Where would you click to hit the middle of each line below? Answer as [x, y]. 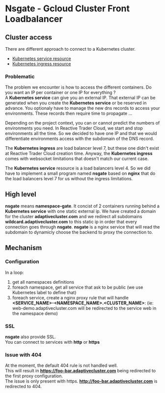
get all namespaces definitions [43, 282]
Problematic [20, 76]
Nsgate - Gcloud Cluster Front [68, 9]
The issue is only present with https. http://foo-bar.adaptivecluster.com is [81, 381]
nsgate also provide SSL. [31, 337]
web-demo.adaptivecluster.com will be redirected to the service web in [84, 308]
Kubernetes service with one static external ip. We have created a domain [81, 211]
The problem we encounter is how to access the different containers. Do [78, 87]
